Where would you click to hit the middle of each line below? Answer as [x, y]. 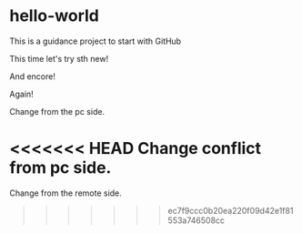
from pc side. [60, 168]
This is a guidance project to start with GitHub [96, 41]
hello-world [55, 16]
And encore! [33, 76]
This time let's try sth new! [59, 58]
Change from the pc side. [57, 111]
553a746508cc [196, 220]
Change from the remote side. [66, 193]
